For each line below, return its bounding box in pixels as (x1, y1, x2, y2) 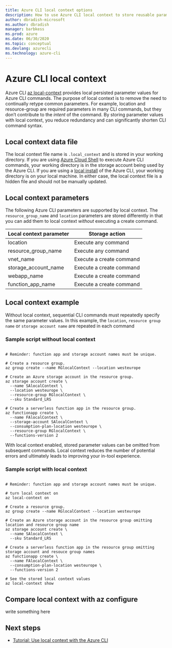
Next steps (5, 623, 41, 632)
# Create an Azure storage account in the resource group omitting (5, 518, 153, 523)
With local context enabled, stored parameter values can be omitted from (5, 442, 160, 448)
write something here (5, 608, 50, 615)
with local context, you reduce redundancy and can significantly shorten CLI (5, 117, 166, 124)
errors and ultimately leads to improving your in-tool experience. (5, 453, 141, 459)
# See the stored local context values (5, 576, 91, 582)
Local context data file (5, 137, 78, 146)
